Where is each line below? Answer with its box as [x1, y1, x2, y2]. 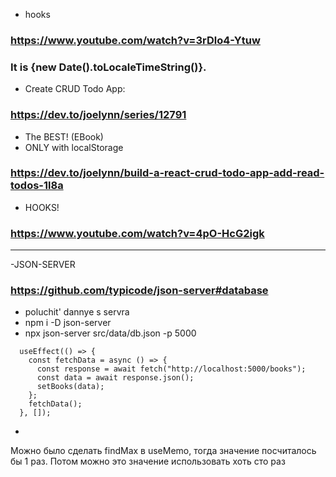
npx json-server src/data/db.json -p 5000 [24, 327, 197, 339]
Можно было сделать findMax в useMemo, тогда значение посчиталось [10, 445, 317, 457]
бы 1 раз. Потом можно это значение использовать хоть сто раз [10, 455, 286, 468]
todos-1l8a [10, 179, 64, 193]
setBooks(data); [36, 382, 105, 392]
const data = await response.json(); [36, 373, 195, 383]
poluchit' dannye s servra [24, 306, 130, 318]
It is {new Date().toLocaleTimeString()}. [10, 60, 207, 74]
